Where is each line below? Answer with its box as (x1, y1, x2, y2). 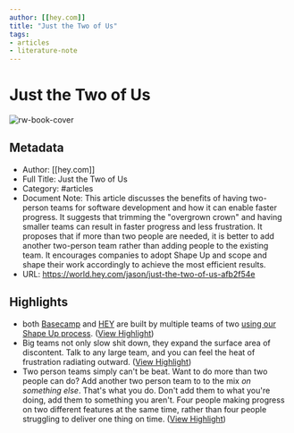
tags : (9, 30, 29, 38)
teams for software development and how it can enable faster (50, 202, 277, 213)
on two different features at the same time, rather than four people (21, 403, 267, 414)
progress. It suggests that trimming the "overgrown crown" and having (21, 211, 282, 222)
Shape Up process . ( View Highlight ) (21, 327, 155, 338)
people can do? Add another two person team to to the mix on (21, 375, 252, 386)
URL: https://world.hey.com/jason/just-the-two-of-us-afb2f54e (21, 268, 256, 279)
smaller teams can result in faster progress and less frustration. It (21, 221, 263, 232)
